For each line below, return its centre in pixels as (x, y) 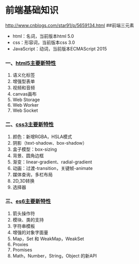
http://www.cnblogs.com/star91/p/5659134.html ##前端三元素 (70, 25)
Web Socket (25, 111)
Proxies (20, 244)
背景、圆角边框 (28, 155)
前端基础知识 (32, 10)
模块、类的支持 (28, 219)
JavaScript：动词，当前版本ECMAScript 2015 (60, 49)
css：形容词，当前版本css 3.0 (44, 42)
